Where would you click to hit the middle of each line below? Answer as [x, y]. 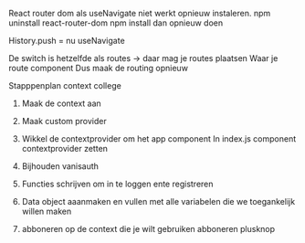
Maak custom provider [64, 121]
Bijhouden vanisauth [60, 166]
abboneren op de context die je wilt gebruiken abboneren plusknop [148, 229]
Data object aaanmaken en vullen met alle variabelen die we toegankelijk [158, 201]
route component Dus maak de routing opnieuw [99, 68]
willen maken [47, 211]
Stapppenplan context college [65, 85]
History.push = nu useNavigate [67, 41]
